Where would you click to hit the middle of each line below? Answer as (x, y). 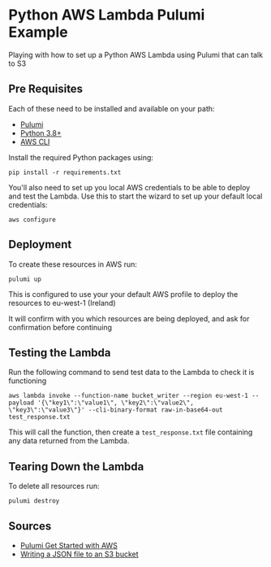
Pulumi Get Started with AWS (69, 545)
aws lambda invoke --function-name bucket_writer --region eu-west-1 (129, 396)
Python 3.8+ (41, 133)
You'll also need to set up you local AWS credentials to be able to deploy (129, 187)
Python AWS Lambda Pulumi (107, 15)
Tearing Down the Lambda (76, 467)
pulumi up (25, 279)
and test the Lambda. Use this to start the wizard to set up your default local (135, 196)
